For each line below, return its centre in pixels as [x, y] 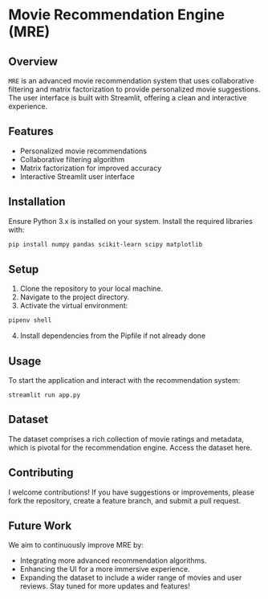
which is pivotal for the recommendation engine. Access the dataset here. [130, 447]
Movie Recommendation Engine [116, 15]
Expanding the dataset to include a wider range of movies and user [131, 578]
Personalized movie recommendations [83, 151]
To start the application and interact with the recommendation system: [124, 380]
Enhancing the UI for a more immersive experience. [105, 569]
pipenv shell [30, 320]
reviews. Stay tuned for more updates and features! [105, 586]
